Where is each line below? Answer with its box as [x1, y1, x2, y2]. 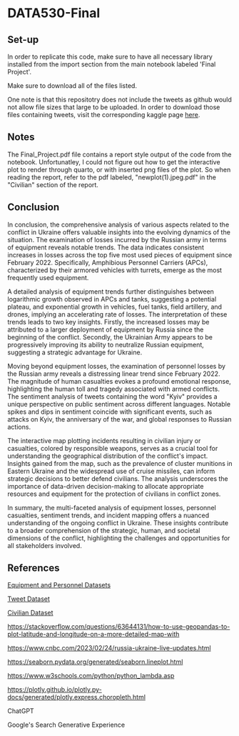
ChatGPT [7, 707, 34, 715]
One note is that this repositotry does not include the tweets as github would [7, 95, 232, 104]
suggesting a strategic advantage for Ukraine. [7, 348, 143, 357]
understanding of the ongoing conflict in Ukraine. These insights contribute [7, 518, 229, 527]
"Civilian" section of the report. [7, 180, 98, 189]
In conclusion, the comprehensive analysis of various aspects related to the [7, 220, 230, 229]
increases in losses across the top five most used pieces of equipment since [7, 250, 233, 259]
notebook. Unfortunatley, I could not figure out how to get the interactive [7, 157, 220, 166]
